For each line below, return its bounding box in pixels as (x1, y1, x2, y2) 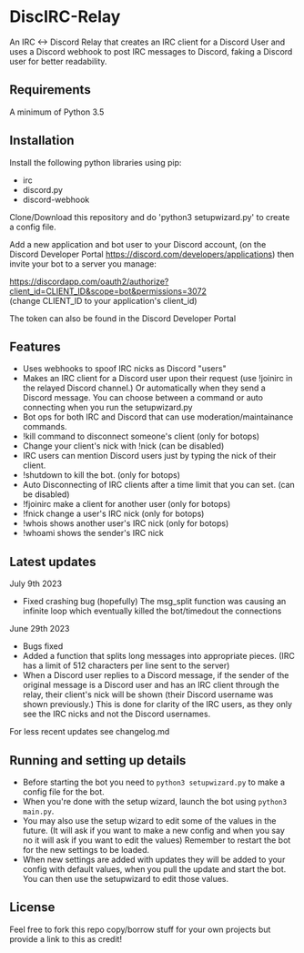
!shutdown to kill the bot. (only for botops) (22, 470, 180, 481)
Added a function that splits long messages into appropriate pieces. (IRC (22, 651, 296, 662)
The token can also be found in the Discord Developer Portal (9, 312, 237, 324)
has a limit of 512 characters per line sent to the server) (22, 660, 230, 671)
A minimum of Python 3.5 (9, 106, 105, 117)
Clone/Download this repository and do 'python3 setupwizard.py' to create (9, 211, 290, 222)
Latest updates (9, 553, 96, 570)
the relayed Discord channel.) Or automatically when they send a (22, 382, 266, 393)
